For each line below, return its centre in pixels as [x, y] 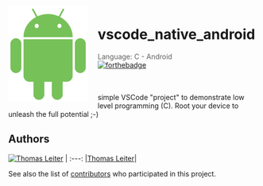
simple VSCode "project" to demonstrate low [171, 97]
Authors [29, 139]
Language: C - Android [135, 56]
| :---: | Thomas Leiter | [101, 158]
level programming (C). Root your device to [168, 106]
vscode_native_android [177, 35]
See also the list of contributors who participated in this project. [112, 173]
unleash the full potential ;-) [54, 114]
